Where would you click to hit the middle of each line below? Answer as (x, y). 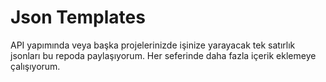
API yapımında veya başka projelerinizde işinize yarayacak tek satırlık (153, 45)
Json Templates (78, 17)
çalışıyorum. (35, 66)
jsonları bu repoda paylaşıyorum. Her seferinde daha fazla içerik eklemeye (163, 55)
